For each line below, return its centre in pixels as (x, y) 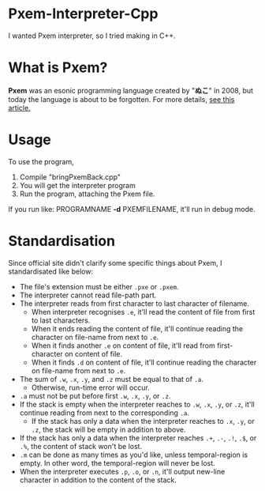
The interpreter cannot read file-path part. (88, 295)
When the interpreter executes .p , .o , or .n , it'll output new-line (122, 471)
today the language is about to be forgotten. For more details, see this (121, 99)
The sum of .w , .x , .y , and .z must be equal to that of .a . (111, 379)
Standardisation (62, 241)
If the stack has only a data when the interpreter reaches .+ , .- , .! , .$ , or (138, 438)
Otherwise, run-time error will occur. (90, 387)
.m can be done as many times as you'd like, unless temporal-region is (134, 455)
